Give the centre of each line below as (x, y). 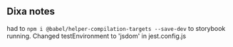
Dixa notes (31, 12)
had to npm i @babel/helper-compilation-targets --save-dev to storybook (116, 28)
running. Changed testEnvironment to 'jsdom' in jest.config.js (97, 36)
